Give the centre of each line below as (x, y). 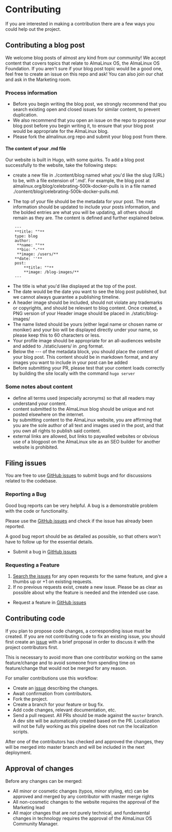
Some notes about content (39, 387)
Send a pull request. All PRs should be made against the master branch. (88, 715)
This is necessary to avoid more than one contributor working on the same (84, 657)
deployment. (18, 752)
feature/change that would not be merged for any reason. (66, 668)
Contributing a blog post (45, 45)
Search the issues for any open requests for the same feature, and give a (90, 576)
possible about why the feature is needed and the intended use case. (86, 592)
